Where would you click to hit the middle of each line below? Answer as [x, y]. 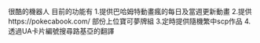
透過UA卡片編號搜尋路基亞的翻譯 [61, 31]
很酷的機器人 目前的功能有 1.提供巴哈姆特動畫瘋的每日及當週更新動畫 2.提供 [130, 11]
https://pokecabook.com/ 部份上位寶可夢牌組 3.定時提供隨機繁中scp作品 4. [130, 21]
